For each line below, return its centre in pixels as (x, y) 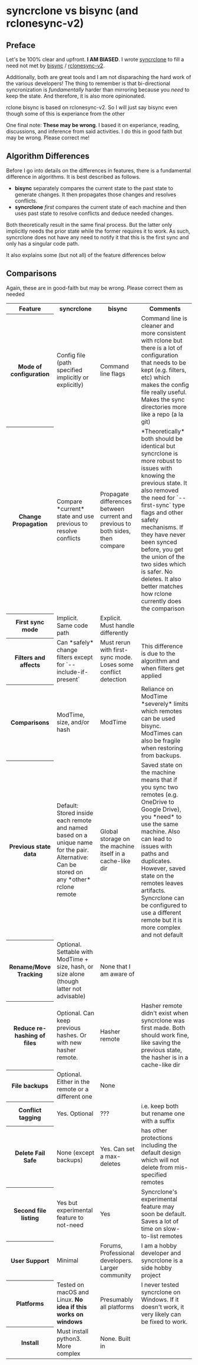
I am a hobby (159, 1246)
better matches (162, 587)
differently (114, 633)
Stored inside (75, 813)
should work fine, (165, 1035)
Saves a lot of (160, 1221)
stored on (70, 872)
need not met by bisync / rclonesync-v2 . (55, 66)
